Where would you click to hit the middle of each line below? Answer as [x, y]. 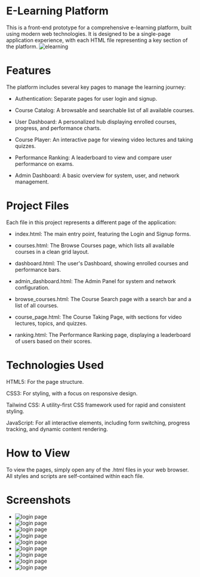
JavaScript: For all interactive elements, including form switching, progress [98, 423]
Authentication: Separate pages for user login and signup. [86, 98]
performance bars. [38, 269]
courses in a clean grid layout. [52, 252]
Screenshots [39, 500]
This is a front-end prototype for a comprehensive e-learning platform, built [99, 27]
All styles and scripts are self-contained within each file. [75, 476]
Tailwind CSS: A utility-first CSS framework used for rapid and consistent [96, 405]
